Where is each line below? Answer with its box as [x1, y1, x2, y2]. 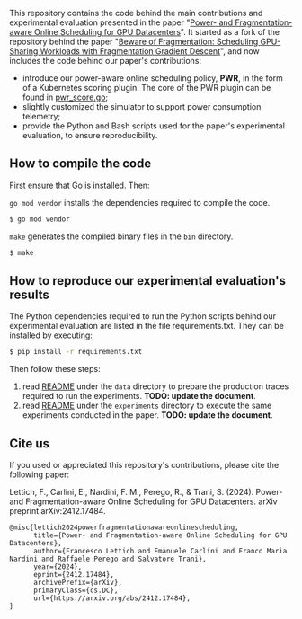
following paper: [9, 469, 70, 480]
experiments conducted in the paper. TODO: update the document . [22, 410, 273, 420]
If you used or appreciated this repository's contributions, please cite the [9, 460, 280, 471]
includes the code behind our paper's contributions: [9, 56, 202, 66]
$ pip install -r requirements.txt [9, 348, 143, 357]
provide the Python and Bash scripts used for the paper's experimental [22, 120, 286, 131]
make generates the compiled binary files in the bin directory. [9, 231, 234, 242]
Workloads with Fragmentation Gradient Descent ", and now [40, 46, 261, 57]
